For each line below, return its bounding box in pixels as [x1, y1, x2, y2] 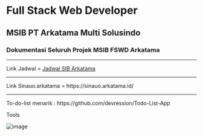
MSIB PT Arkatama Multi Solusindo [6, 28, 141, 38]
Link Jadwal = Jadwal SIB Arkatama [6, 64, 95, 72]
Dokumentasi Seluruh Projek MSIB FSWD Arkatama [6, 46, 160, 54]
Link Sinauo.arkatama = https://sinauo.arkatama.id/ [6, 82, 134, 89]
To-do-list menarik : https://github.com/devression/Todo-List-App [6, 99, 170, 107]
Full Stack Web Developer [6, 4, 138, 17]
